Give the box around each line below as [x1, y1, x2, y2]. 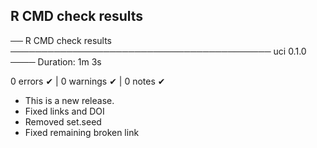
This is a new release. [24, 94, 115, 106]
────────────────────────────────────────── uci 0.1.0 [10, 45, 307, 57]
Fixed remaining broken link [24, 126, 140, 138]
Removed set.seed [24, 115, 102, 128]
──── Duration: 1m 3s [10, 55, 102, 68]
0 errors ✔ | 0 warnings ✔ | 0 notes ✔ [10, 75, 166, 87]
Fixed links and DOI [24, 105, 105, 117]
